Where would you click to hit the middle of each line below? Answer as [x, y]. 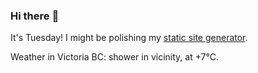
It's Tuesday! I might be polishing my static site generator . [129, 38]
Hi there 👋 [35, 16]
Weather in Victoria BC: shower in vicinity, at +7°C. [115, 57]
